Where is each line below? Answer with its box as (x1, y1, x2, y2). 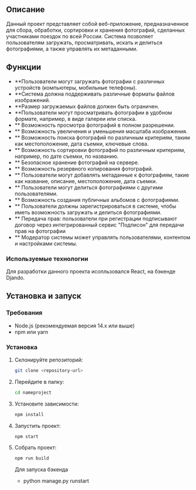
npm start (14, 434, 39, 440)
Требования (6, 309, 43, 317)
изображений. (14, 96, 51, 103)
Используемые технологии (6, 255, 89, 263)
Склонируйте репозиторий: (14, 356, 83, 363)
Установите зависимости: (14, 400, 79, 407)
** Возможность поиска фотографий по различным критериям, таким (14, 134, 190, 141)
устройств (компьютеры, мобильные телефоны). (14, 84, 137, 91)
